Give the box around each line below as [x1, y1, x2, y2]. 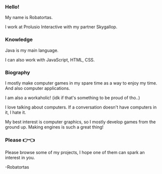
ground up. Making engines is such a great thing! [5, 124, 104, 130]
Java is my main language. [5, 47, 59, 53]
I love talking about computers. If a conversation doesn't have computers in [5, 104, 157, 110]
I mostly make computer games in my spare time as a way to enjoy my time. [5, 80, 158, 86]
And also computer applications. [5, 85, 70, 91]
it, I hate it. [5, 109, 26, 115]
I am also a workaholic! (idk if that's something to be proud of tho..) [5, 94, 141, 101]
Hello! [5, 3, 20, 10]
